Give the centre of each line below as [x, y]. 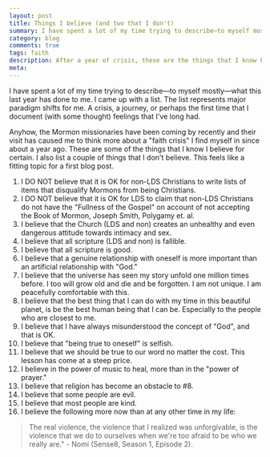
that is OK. [38, 334]
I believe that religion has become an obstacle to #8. [107, 386]
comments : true [34, 46]
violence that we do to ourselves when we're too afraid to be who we [143, 435]
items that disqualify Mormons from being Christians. [109, 190]
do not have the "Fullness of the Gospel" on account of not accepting [135, 207]
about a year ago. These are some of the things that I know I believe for [127, 148]
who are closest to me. [58, 317]
